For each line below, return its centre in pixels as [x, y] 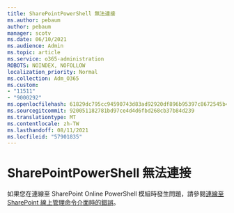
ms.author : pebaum [34, 20]
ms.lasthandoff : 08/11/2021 [48, 130]
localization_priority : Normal [53, 72]
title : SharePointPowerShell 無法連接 [62, 14]
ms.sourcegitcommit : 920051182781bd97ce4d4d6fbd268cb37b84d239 [101, 111]
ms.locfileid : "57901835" [45, 136]
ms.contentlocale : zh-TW [43, 124]
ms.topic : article [34, 53]
